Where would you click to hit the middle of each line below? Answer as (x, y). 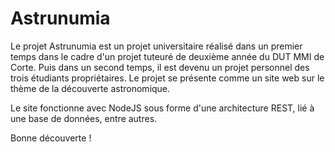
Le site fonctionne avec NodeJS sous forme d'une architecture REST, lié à (162, 108)
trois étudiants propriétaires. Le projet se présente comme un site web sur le (167, 78)
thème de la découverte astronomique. (90, 88)
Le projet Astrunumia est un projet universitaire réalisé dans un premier (156, 46)
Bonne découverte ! (51, 138)
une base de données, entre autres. (84, 118)
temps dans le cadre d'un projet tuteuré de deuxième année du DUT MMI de (167, 56)
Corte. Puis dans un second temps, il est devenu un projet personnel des (160, 67)
